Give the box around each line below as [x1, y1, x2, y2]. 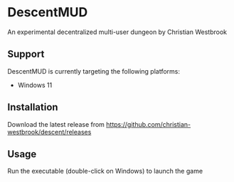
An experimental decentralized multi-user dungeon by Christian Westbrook [7, 28, 228, 36]
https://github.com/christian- [106, 120, 191, 128]
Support [7, 48, 45, 60]
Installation [7, 101, 58, 113]
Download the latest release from [7, 120, 105, 128]
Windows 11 [17, 81, 53, 89]
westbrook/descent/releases [7, 127, 92, 136]
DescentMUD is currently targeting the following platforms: [7, 67, 180, 75]
